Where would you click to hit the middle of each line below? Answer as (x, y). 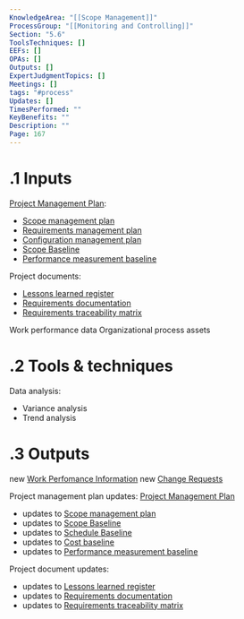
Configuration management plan (82, 239)
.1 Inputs (41, 179)
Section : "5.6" (38, 34)
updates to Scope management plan (89, 513)
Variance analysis (55, 408)
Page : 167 (28, 134)
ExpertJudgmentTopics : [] (57, 76)
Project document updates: (59, 569)
